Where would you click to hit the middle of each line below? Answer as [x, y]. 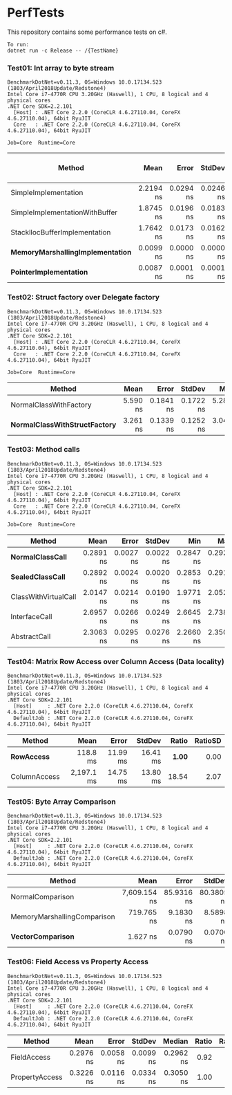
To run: [18, 44]
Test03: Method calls [44, 450]
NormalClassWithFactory [51, 405]
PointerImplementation [49, 273]
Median [175, 1041]
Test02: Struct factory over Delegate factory [84, 297]
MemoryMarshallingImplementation [71, 252]
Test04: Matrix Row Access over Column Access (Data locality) [116, 661]
